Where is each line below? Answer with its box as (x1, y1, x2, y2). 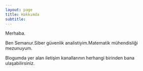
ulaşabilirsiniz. (5, 60, 35, 66)
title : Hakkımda (5, 12, 39, 17)
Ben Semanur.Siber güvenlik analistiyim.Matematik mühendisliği (5, 40, 138, 46)
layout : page (5, 7, 33, 12)
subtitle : (5, 16, 26, 21)
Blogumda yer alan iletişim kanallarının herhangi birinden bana (5, 55, 135, 61)
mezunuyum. (5, 45, 33, 51)
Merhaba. (5, 30, 26, 36)
